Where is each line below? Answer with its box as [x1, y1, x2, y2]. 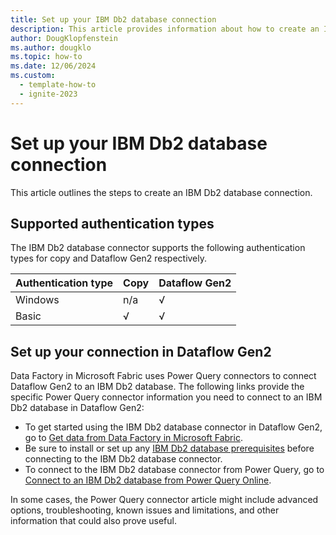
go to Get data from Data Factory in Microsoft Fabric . [24, 432, 243, 444]
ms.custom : [10, 71, 56, 81]
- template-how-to [19, 80, 97, 90]
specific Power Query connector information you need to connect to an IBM [10, 391, 323, 403]
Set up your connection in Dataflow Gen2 [10, 343, 272, 360]
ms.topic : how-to [10, 52, 83, 62]
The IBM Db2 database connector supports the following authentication [10, 242, 306, 254]
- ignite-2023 [19, 89, 78, 99]
